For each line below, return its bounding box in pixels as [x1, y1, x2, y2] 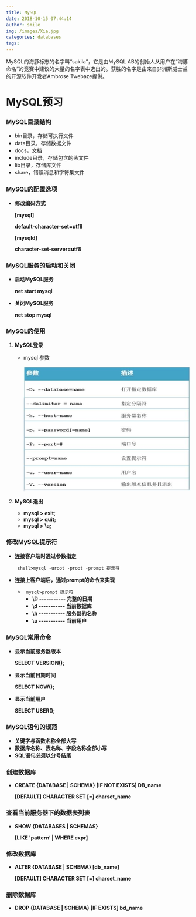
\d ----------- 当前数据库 [32, 602, 92, 609]
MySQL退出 [14, 498, 44, 505]
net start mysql [14, 288, 53, 295]
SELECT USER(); [14, 707, 56, 714]
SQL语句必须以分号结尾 [14, 752, 71, 759]
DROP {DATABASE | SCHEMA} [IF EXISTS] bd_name [14, 905, 143, 912]
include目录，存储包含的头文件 [14, 154, 89, 162]
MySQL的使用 [6, 327, 46, 335]
